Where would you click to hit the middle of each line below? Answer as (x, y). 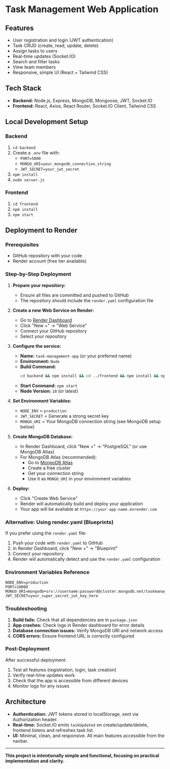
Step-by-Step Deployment (38, 274)
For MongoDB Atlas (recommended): (58, 457)
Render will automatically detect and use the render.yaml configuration (87, 559)
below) (27, 427)
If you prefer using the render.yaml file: (46, 533)
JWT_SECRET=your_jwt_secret (50, 169)
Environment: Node (40, 361)
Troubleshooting (26, 609)
